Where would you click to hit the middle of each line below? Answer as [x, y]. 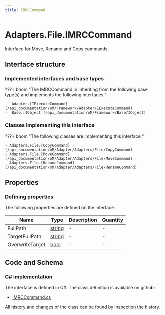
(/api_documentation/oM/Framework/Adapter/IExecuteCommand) [69, 108]
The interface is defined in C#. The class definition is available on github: [80, 287]
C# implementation [29, 277]
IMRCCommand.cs [32, 297]
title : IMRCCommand [25, 10]
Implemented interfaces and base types [54, 78]
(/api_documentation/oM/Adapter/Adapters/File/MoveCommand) [69, 158]
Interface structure [35, 64]
